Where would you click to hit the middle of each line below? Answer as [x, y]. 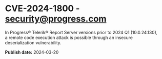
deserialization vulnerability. [33, 42]
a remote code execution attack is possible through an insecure [69, 38]
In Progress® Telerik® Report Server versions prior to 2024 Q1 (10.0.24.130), [81, 32]
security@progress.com [56, 19]
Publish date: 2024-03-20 [32, 52]
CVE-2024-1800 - [42, 9]
